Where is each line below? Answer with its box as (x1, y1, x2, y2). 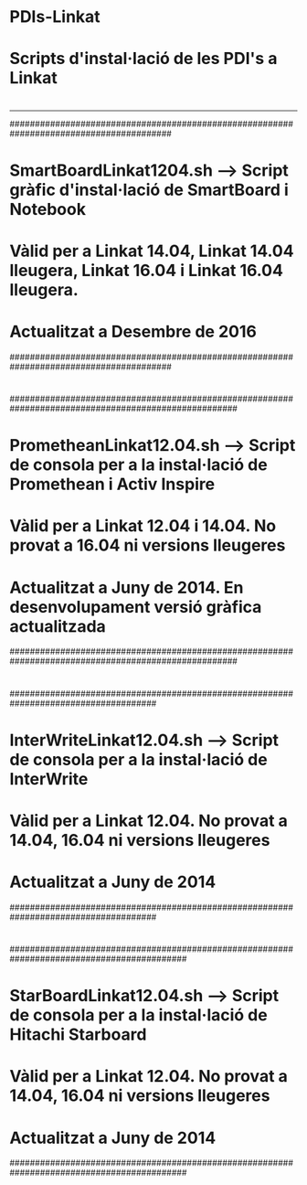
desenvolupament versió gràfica (9, 596, 262, 617)
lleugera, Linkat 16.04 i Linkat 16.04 (9, 260, 283, 281)
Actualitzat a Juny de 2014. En (9, 577, 244, 598)
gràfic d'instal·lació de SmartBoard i (9, 179, 290, 200)
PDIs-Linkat (9, 6, 101, 27)
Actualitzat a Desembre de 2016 (9, 322, 258, 342)
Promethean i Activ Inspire (9, 474, 216, 495)
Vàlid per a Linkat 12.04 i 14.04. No (9, 516, 277, 537)
